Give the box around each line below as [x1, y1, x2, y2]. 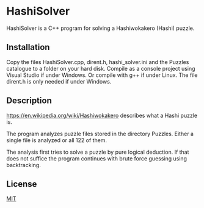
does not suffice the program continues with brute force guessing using [6, 154, 188, 162]
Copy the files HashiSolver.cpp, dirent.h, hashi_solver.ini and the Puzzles [6, 58, 189, 65]
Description [6, 96, 52, 106]
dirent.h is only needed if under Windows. [6, 77, 112, 85]
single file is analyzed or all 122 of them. [6, 136, 107, 144]
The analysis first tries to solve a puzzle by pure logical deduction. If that [6, 148, 189, 156]
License [6, 179, 37, 189]
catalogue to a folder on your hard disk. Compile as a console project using [6, 65, 195, 72]
